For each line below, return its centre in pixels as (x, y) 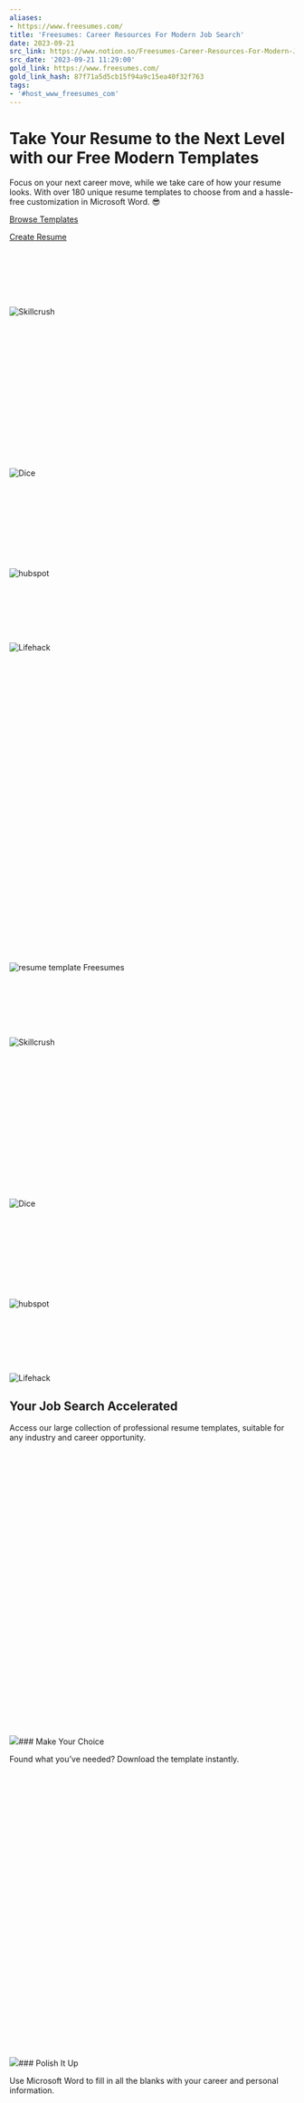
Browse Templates (44, 219)
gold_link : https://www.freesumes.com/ (85, 69)
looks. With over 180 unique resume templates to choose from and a (137, 192)
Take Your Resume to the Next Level (147, 138)
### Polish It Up (48, 2063)
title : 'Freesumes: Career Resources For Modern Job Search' (127, 34)
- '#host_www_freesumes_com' (64, 93)
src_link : (28, 52)
